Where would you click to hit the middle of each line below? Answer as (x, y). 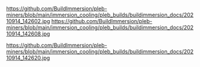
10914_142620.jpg (28, 58)
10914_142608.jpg (28, 34)
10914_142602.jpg (28, 21)
